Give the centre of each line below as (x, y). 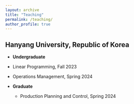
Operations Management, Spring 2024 (52, 77)
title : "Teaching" (24, 15)
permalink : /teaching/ (29, 19)
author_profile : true (28, 24)
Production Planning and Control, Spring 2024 (68, 96)
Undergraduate (29, 57)
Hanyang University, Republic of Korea (67, 44)
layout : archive (22, 10)
